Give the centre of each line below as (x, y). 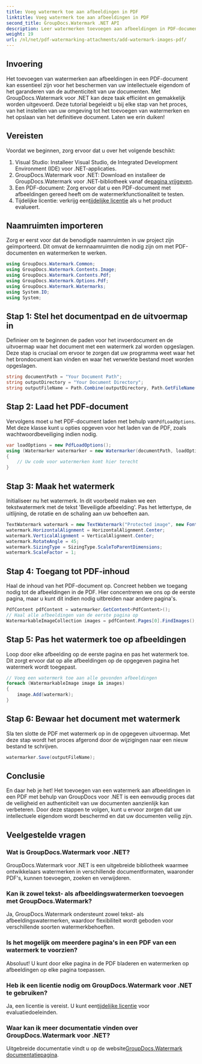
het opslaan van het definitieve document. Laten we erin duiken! (86, 117)
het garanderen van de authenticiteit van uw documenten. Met (84, 91)
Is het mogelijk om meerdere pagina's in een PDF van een (91, 942)
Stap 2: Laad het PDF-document (67, 407)
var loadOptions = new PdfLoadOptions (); (59, 445)
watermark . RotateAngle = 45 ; (43, 541)
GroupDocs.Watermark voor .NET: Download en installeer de (90, 175)
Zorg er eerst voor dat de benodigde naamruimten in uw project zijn (90, 240)
